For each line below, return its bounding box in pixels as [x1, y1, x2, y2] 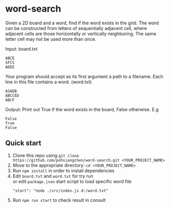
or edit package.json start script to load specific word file [12, 178, 132, 184]
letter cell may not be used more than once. [5, 36, 96, 42]
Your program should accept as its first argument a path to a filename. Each [5, 73, 163, 79]
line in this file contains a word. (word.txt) [5, 79, 92, 85]
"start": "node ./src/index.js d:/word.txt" [12, 188, 109, 193]
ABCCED [5, 93, 19, 98]
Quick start [5, 139, 42, 148]
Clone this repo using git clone [12, 152, 80, 158]
